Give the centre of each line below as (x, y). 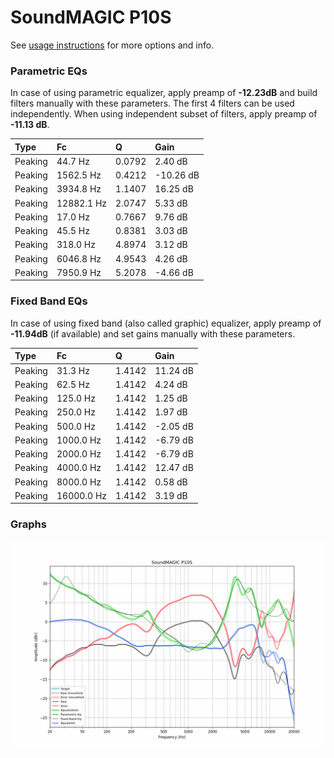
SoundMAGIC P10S (91, 17)
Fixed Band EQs (49, 301)
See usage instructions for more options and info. (112, 45)
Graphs (28, 524)
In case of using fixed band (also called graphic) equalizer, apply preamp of (166, 323)
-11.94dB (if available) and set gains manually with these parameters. (153, 333)
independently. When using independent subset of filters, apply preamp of (164, 114)
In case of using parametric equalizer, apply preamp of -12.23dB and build (164, 93)
